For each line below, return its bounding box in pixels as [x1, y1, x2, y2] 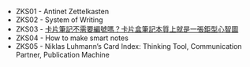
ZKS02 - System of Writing [15, 15, 104, 24]
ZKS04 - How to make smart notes [15, 33, 129, 43]
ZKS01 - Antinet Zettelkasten [15, 7, 109, 16]
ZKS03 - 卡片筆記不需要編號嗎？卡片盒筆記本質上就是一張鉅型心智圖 [15, 24, 239, 34]
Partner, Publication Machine [15, 50, 110, 59]
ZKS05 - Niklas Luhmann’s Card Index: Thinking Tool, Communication [15, 42, 242, 50]
